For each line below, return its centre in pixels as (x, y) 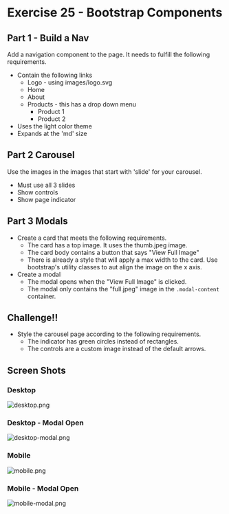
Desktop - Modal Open (46, 423)
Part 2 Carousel (41, 155)
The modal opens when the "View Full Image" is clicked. (107, 281)
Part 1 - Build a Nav (48, 38)
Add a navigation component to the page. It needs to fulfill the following (109, 54)
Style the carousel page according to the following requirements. (109, 334)
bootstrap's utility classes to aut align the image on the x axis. (115, 267)
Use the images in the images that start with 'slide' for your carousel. (105, 171)
